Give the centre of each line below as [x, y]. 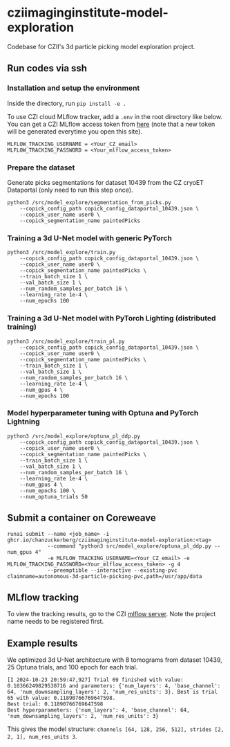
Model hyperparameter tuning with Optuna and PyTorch [103, 413]
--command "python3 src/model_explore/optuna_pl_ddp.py [130, 546]
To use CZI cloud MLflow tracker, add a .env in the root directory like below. [115, 116]
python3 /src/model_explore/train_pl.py [66, 341]
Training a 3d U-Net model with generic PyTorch [90, 238]
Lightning [23, 422]
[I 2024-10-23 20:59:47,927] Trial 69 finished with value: [96, 680]
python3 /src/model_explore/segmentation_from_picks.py [89, 202]
